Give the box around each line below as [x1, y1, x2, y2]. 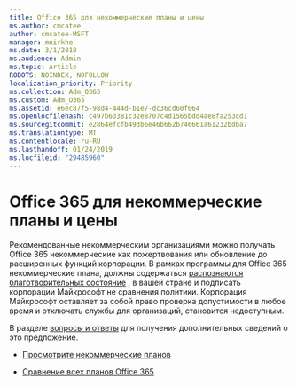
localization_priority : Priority [9, 79, 133, 88]
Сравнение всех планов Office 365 [21, 366, 155, 377]
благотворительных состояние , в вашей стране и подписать [9, 277, 241, 288]
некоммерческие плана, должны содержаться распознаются [9, 268, 244, 279]
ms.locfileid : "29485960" [9, 153, 105, 162]
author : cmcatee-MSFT [9, 29, 90, 38]
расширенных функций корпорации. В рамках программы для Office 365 [9, 258, 288, 269]
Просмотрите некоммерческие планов [21, 350, 171, 360]
